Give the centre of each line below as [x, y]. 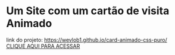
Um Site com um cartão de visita [88, 11]
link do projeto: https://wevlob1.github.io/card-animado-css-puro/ [87, 40]
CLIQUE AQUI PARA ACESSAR [43, 46]
